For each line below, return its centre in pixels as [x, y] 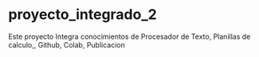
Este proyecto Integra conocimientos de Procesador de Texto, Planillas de [129, 36]
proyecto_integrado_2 [82, 15]
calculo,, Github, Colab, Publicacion [67, 44]
